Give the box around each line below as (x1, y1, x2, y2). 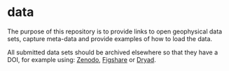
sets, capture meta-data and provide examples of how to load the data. (7, 34, 212, 42)
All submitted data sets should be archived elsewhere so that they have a (7, 48, 218, 56)
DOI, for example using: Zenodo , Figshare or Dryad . (7, 55, 156, 63)
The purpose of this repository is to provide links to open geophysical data (7, 27, 223, 35)
